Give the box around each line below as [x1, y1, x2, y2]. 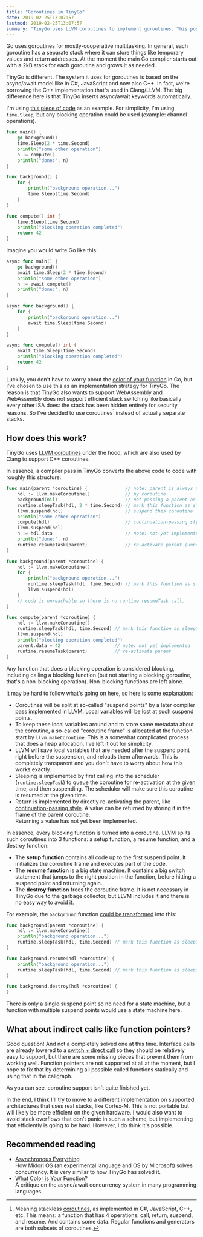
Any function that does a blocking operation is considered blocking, [6, 665, 175, 672]
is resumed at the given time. [14, 791, 88, 799]
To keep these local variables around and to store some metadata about [14, 720, 195, 728]
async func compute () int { [6, 342, 77, 349]
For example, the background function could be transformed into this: [6, 910, 177, 917]
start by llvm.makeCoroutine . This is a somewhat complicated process [14, 733, 189, 740]
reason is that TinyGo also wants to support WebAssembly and [6, 389, 163, 396]
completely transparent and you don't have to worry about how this [14, 759, 183, 766]
